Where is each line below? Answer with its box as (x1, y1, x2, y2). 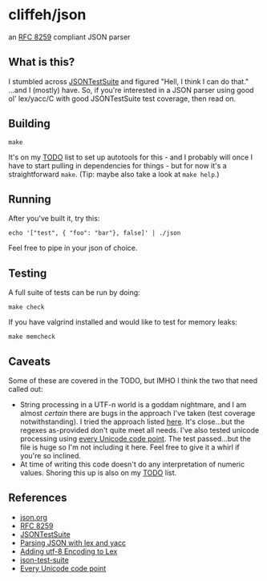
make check (8, 303, 45, 312)
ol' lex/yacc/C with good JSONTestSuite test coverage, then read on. (8, 94, 237, 103)
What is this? (8, 55, 75, 69)
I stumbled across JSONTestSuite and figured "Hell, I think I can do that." (8, 76, 249, 86)
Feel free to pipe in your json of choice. (8, 243, 138, 253)
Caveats (8, 354, 51, 368)
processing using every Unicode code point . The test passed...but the (19, 434, 251, 443)
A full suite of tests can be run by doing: (8, 288, 140, 297)
